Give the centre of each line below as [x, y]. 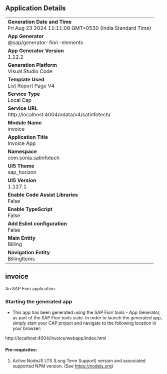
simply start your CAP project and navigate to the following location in [84, 323]
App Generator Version [36, 51]
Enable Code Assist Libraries [43, 195]
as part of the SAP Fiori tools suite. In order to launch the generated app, [87, 317]
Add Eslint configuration [37, 224]
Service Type [24, 94]
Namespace [22, 151]
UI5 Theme [21, 166]
